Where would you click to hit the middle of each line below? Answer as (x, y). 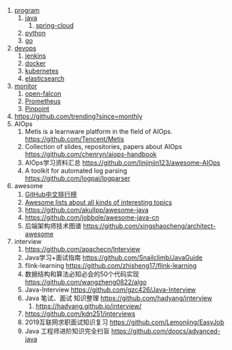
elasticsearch (45, 78)
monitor (26, 86)
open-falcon (43, 93)
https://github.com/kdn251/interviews (80, 314)
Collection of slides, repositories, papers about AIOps (104, 146)
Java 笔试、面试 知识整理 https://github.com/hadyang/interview (118, 298)
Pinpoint (37, 109)
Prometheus (43, 101)
